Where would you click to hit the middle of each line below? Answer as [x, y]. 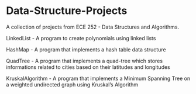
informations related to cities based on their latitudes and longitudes [88, 67]
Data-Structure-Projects [67, 11]
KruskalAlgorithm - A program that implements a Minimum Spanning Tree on [98, 78]
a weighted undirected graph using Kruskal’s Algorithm [72, 84]
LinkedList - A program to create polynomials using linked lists [81, 38]
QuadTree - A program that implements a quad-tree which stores [84, 61]
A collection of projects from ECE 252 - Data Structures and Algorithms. [93, 27]
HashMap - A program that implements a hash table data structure [86, 49]
